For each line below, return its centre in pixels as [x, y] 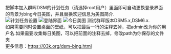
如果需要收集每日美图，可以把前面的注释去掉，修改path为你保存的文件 [90, 33]
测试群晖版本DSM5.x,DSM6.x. [118, 20]
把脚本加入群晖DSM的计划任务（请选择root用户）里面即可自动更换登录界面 [84, 7]
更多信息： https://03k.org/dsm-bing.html [49, 46]
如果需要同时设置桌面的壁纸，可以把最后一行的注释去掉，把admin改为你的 [84, 27]
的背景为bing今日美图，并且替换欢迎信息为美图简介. [60, 14]
